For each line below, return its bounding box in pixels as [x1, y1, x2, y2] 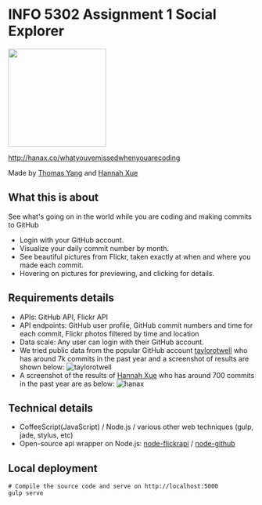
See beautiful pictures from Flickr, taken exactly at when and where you [19, 252, 251, 261]
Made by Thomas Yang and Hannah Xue [8, 168, 138, 177]
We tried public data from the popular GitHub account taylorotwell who [19, 345, 248, 354]
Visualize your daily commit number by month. [19, 243, 170, 252]
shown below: [19, 362, 65, 372]
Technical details [8, 401, 94, 415]
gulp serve [8, 489, 44, 497]
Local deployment [8, 461, 98, 475]
